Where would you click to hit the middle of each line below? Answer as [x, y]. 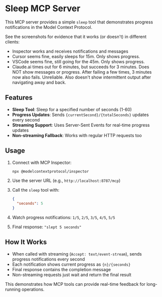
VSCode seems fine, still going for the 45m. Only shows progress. [78, 61]
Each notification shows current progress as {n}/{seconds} [71, 264]
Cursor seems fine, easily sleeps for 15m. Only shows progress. [76, 56]
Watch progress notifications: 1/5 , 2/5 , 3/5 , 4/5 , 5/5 [64, 218]
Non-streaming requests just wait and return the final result [72, 275]
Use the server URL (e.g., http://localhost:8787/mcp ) [66, 180]
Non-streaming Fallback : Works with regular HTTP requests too [77, 135]
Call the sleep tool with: [36, 190]
